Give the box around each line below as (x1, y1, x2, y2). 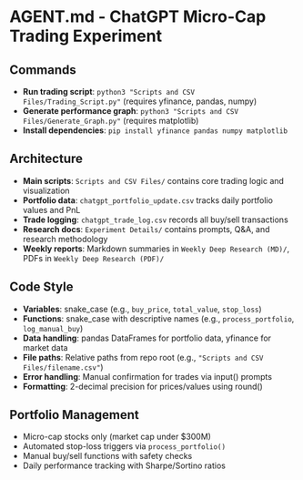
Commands (9, 62, 77, 77)
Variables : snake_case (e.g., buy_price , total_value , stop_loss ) (22, 303, 262, 314)
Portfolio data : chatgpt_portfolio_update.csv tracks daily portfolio (22, 194, 273, 206)
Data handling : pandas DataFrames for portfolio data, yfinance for (22, 332, 271, 343)
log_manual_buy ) (22, 322, 84, 333)
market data (22, 342, 68, 352)
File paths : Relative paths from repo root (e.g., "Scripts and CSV (22, 352, 264, 363)
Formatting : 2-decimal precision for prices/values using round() (22, 381, 264, 392)
